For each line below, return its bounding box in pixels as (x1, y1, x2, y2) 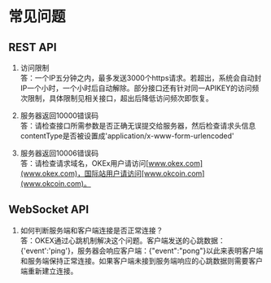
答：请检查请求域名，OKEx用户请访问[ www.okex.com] (20, 159, 203, 168)
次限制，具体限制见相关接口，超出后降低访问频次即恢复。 (20, 94, 213, 102)
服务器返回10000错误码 (20, 111, 99, 120)
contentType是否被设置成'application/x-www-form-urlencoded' (20, 131, 234, 141)
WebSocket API (8, 202, 90, 216)
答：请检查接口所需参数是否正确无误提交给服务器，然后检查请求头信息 (20, 121, 256, 130)
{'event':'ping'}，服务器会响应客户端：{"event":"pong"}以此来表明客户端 (20, 246, 264, 255)
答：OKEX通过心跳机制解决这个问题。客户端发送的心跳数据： (20, 235, 225, 245)
